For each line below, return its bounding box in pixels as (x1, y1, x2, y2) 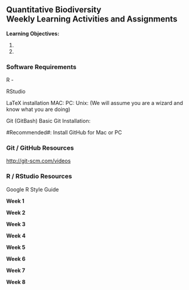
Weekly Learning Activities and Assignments (6, 14, 178, 24)
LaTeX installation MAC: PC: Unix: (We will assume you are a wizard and (6, 100, 184, 107)
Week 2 (6, 209, 26, 216)
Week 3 (6, 220, 26, 227)
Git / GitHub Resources (6, 144, 74, 152)
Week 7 (6, 267, 26, 274)
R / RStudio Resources (6, 172, 72, 181)
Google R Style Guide (6, 186, 59, 193)
